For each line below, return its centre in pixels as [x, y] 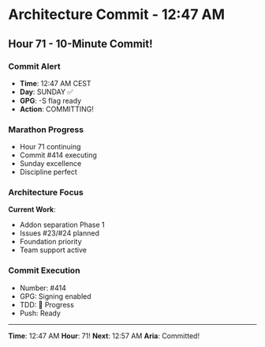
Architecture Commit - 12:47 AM [117, 15]
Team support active [53, 250]
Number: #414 [43, 288]
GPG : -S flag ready [50, 100]
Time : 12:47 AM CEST [56, 83]
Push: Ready [40, 313]
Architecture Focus [46, 193]
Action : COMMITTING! [57, 109]
